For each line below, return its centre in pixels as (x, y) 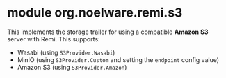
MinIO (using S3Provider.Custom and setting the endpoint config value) (118, 59)
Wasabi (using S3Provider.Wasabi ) (66, 52)
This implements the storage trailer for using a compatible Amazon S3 (108, 32)
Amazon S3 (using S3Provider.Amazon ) (72, 67)
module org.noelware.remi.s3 (95, 13)
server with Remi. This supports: (54, 39)
